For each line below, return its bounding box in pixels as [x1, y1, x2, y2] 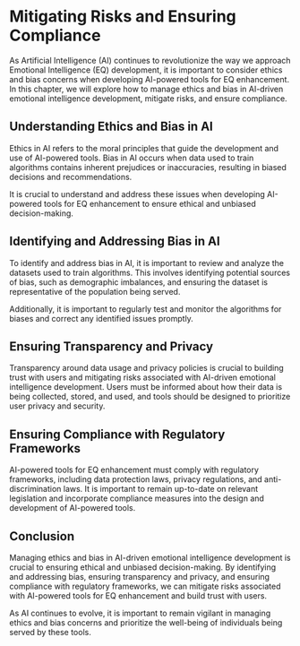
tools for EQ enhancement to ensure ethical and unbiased [43, 198, 257, 209]
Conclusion [9, 529, 75, 544]
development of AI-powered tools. [9, 503, 136, 513]
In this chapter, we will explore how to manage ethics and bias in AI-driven [9, 83, 284, 94]
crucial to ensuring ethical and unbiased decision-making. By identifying [9, 562, 277, 573]
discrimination [9, 484, 62, 495]
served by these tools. [9, 627, 91, 637]
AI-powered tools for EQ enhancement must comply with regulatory [9, 464, 260, 476]
